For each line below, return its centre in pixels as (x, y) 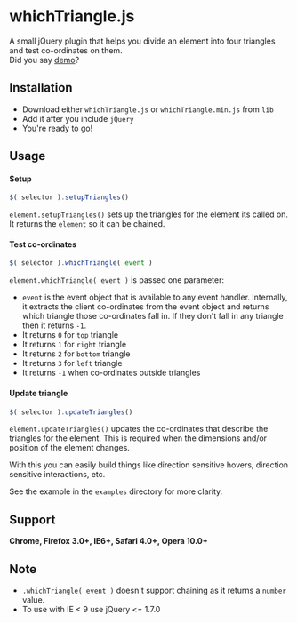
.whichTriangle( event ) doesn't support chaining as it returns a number (154, 590)
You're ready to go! (57, 128)
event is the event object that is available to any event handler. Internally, (155, 297)
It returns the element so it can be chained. (87, 224)
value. (33, 600)
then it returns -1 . (54, 325)
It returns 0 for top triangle (70, 335)
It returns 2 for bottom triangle (76, 354)
